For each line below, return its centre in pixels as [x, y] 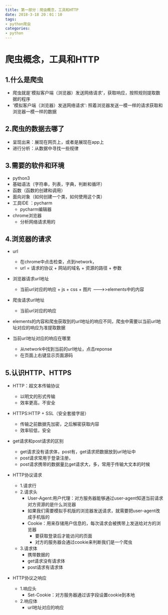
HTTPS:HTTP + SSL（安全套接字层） [51, 414]
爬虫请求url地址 [28, 300]
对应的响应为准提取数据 [41, 328]
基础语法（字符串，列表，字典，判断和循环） [59, 184]
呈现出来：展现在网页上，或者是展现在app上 [58, 142]
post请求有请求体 [45, 567]
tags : [11, 19]
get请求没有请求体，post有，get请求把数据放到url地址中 [78, 452]
